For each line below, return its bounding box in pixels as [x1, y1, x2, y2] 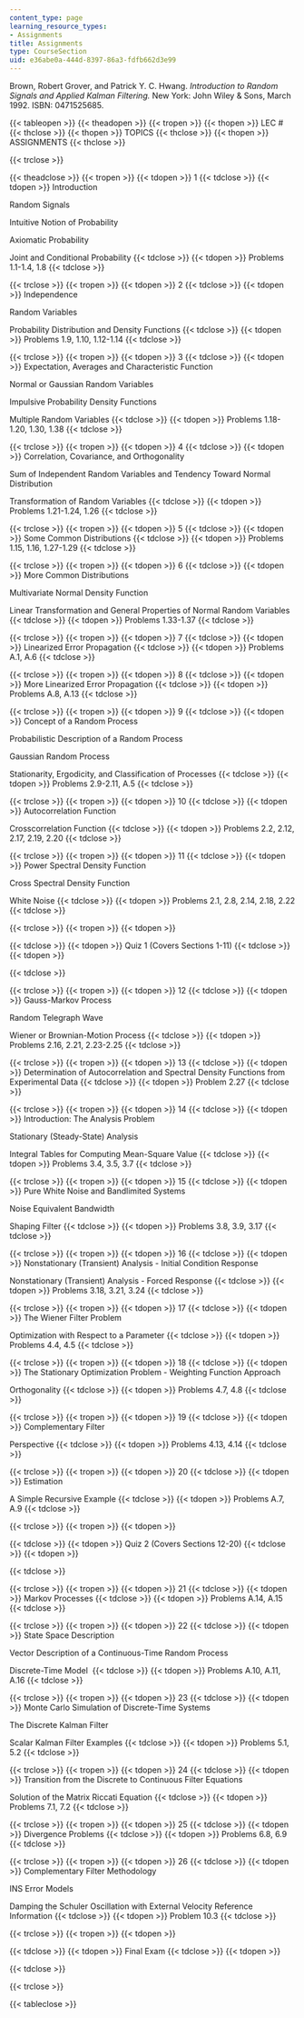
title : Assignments [9, 38, 83, 48]
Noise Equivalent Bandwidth [9, 1204, 115, 1214]
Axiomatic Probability [9, 235, 89, 245]
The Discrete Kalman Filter [9, 1720, 109, 1730]
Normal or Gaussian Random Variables [9, 379, 154, 389]
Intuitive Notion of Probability [9, 217, 119, 227]
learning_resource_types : [9, 22, 107, 31]
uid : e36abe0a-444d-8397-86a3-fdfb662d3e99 [9, 55, 177, 65]
